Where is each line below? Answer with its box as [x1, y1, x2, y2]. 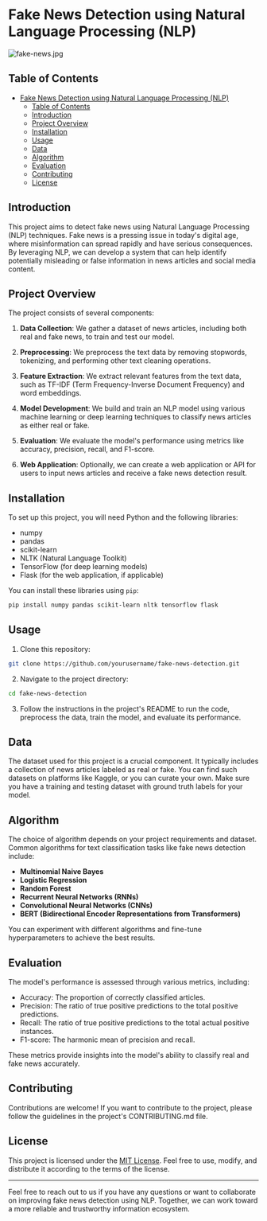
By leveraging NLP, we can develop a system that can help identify [8, 247, 227, 256]
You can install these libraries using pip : [8, 586, 139, 595]
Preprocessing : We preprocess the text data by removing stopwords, [19, 348, 248, 357]
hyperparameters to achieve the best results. [8, 933, 156, 942]
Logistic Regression [19, 876, 87, 885]
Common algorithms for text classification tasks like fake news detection [8, 843, 246, 852]
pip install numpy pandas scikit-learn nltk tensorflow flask [8, 601, 219, 610]
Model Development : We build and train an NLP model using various [19, 404, 246, 413]
